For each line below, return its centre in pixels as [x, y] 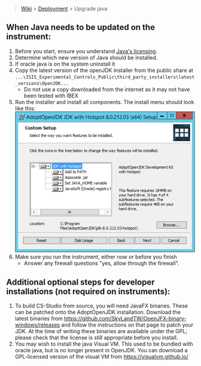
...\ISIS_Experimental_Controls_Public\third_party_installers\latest [105, 77]
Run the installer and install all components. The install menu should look [104, 102]
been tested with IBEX [51, 96]
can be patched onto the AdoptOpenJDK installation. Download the [98, 312]
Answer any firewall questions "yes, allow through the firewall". [101, 263]
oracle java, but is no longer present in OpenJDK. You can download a [101, 350]
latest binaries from [39, 318]
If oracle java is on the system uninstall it [65, 64]
